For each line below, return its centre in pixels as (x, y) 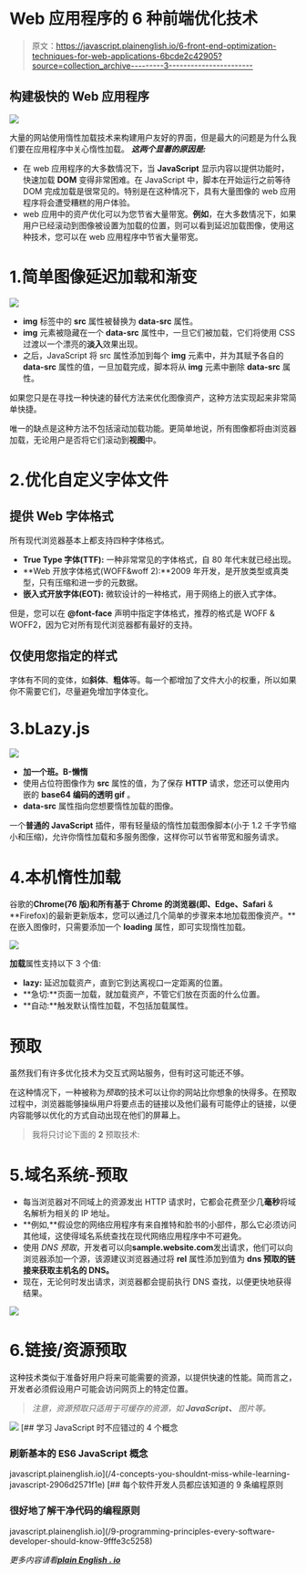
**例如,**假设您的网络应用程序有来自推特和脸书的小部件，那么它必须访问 (159, 1225)
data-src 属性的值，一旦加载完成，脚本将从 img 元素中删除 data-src (151, 367)
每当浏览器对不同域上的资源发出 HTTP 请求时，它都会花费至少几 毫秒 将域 (159, 1202)
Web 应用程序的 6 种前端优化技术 (134, 19)
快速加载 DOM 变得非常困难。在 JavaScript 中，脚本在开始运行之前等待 (157, 180)
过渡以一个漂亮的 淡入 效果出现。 (82, 344)
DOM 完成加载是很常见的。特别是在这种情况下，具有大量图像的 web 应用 (159, 191)
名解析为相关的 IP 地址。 (69, 1214)
